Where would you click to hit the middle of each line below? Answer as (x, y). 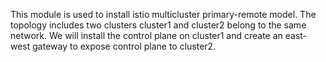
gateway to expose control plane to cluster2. (124, 46)
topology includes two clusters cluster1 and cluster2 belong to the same (158, 25)
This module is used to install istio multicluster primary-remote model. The (163, 14)
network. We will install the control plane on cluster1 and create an (146, 35)
